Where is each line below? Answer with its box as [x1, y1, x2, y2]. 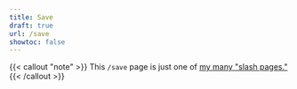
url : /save [9, 29, 50, 38]
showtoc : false [9, 37, 66, 47]
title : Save [9, 12, 53, 22]
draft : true [9, 21, 53, 30]
